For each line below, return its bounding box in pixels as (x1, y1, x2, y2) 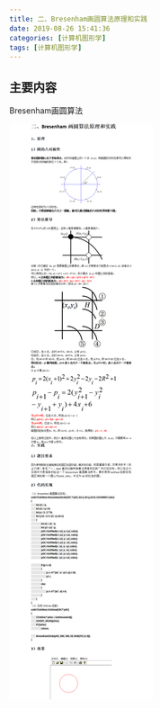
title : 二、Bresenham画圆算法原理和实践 (9, 14, 148, 23)
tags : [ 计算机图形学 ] (9, 43, 83, 52)
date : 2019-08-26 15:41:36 (9, 23, 111, 33)
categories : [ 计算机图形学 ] (9, 33, 106, 42)
